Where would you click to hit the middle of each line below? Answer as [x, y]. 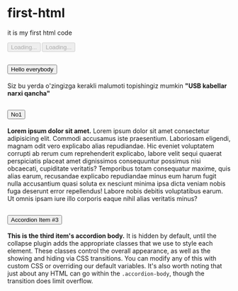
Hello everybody [32, 70]
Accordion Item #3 [35, 220]
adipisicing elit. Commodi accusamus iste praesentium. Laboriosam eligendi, [119, 138]
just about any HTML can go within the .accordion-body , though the [106, 273]
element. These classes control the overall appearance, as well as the [109, 251]
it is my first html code [40, 33]
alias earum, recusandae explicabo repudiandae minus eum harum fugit [112, 176]
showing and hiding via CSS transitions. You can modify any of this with [112, 258]
